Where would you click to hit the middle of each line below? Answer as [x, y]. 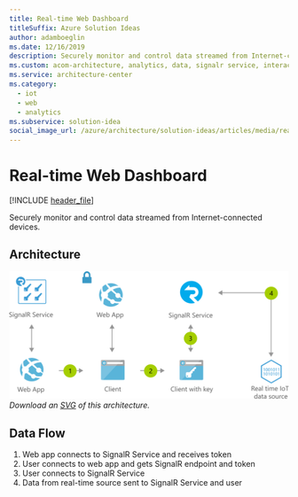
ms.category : [33, 84]
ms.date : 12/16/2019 [47, 47]
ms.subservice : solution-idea [65, 121]
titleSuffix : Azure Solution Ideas [75, 28]
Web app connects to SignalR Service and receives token [127, 454]
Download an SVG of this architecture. [80, 405]
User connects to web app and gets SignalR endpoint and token [138, 464]
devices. [25, 227]
